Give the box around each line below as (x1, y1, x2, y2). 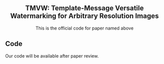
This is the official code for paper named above (35, 25, 134, 31)
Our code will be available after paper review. (5, 52, 99, 59)
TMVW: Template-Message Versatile (25, 4, 144, 12)
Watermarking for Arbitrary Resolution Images (10, 12, 159, 20)
